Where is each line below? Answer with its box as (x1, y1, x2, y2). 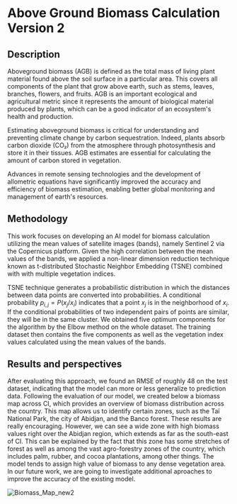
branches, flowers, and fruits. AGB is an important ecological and (7, 90, 197, 98)
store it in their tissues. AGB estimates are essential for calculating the (7, 149, 211, 157)
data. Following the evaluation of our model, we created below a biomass (7, 392, 221, 401)
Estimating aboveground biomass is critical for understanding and (7, 126, 200, 134)
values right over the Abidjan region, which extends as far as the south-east (7, 430, 229, 438)
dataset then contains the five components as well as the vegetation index (7, 330, 224, 338)
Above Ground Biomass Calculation (7, 5, 221, 21)
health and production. (7, 112, 74, 121)
